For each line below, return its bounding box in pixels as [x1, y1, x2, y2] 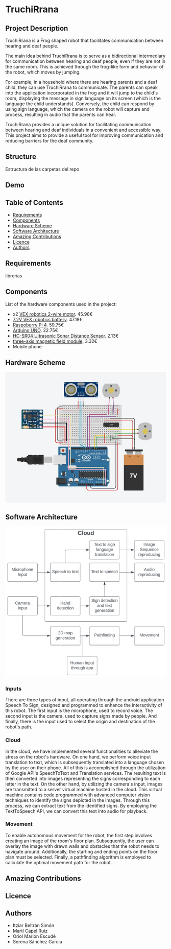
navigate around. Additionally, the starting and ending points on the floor [5, 848, 158, 855]
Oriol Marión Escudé [12, 933, 56, 939]
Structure [5, 152, 37, 161]
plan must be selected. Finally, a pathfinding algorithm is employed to [5, 854, 152, 860]
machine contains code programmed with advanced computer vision [5, 792, 151, 798]
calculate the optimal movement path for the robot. [5, 859, 112, 865]
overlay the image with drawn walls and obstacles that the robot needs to [5, 843, 160, 849]
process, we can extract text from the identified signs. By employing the [5, 802, 157, 809]
